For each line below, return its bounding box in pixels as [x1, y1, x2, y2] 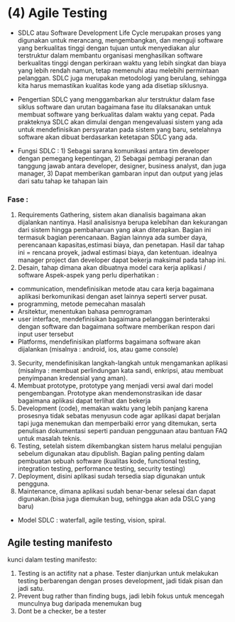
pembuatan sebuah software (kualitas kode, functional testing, [17, 457, 201, 466]
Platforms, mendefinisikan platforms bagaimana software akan [17, 337, 201, 346]
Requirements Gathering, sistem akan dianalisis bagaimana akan [17, 211, 207, 219]
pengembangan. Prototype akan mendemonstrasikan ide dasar [17, 389, 202, 398]
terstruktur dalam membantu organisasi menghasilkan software [17, 51, 203, 60]
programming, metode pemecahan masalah [17, 300, 146, 308]
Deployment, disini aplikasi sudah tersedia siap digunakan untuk [17, 472, 206, 481]
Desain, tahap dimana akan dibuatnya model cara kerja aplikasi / [17, 263, 207, 272]
